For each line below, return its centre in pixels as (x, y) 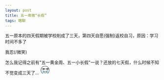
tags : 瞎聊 (15, 20)
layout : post (18, 10)
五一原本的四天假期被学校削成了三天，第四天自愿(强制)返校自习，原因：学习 (82, 36)
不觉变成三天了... (22, 73)
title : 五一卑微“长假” (26, 15)
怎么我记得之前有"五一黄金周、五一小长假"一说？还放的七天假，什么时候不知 (82, 62)
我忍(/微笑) (16, 52)
